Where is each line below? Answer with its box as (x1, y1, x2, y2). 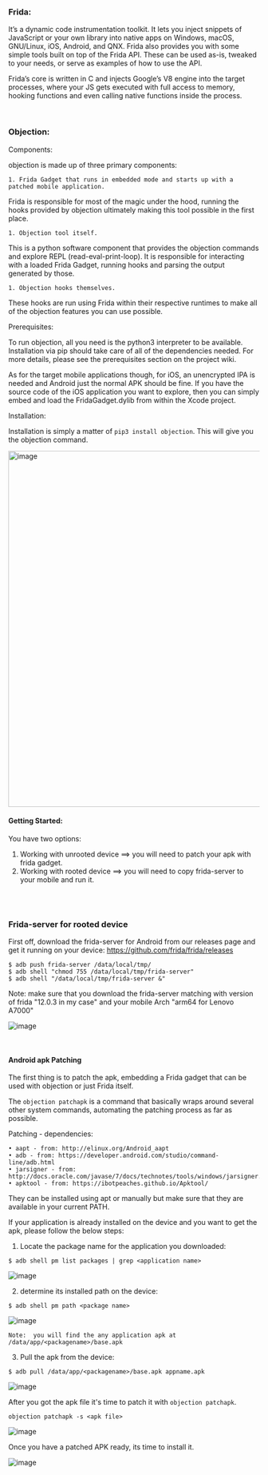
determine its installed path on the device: (19, 1286, 158, 1296)
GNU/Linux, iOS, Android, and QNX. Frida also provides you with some (8, 42, 239, 51)
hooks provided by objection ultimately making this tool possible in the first (8, 205, 255, 214)
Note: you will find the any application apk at (8, 1331, 177, 1340)
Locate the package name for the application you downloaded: (19, 1242, 227, 1251)
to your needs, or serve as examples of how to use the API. (8, 58, 203, 68)
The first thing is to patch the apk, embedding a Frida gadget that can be (8, 1073, 247, 1083)
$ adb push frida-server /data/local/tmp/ (8, 961, 152, 969)
